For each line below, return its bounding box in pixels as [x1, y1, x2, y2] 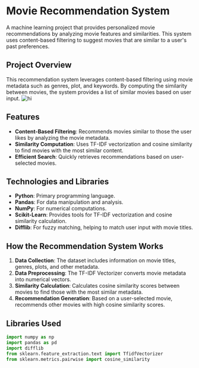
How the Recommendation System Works [6, 241, 164, 251]
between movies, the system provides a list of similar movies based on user [6, 88, 192, 96]
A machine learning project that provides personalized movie [6, 24, 156, 31]
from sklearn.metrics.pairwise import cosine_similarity [6, 356, 150, 362]
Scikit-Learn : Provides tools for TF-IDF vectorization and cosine [14, 211, 172, 218]
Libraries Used [6, 318, 61, 328]
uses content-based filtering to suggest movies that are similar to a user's [6, 36, 187, 43]
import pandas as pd [6, 339, 58, 345]
